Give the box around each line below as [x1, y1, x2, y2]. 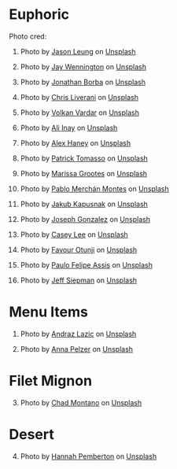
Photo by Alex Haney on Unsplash [20, 138, 131, 147]
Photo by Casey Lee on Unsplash [20, 230, 128, 239]
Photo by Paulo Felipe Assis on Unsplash [20, 260, 153, 269]
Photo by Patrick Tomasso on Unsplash [20, 153, 148, 163]
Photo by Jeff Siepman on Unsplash [20, 275, 137, 285]
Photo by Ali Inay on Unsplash [20, 123, 118, 132]
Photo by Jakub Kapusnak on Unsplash [20, 199, 149, 209]
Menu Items [9, 303, 89, 321]
